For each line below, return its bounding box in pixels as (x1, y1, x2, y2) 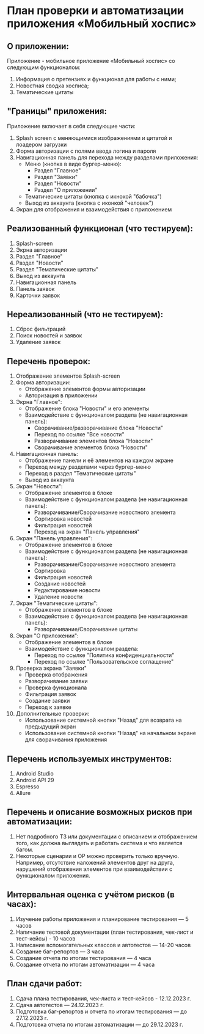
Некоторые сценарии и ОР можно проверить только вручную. (15, 852, 180, 859)
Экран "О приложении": (15, 632, 79, 639)
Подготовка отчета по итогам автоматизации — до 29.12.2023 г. (15, 1021, 184, 1028)
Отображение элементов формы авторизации (24, 386, 146, 393)
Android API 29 (15, 777, 54, 784)
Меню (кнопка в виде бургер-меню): (24, 160, 122, 167)
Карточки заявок (15, 291, 60, 299)
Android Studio (15, 770, 54, 777)
